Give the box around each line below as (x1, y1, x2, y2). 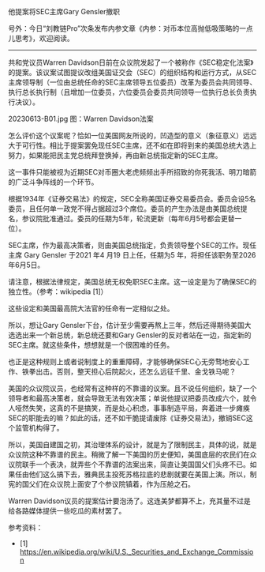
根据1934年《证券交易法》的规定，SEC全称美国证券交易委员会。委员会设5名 (8, 194, 256, 203)
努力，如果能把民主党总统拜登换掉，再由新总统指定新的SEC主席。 (8, 151, 222, 160)
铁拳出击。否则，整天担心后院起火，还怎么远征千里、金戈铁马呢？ (21, 367, 237, 376)
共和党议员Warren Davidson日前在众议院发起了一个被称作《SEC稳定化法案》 (8, 58, 254, 67)
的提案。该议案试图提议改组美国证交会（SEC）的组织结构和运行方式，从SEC (8, 68, 257, 77)
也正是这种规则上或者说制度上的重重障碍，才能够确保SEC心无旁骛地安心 (8, 357, 243, 366)
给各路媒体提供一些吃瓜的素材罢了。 (8, 506, 126, 515)
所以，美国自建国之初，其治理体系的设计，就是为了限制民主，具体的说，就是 (8, 440, 257, 449)
